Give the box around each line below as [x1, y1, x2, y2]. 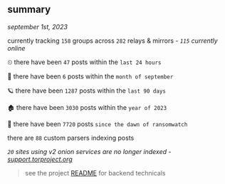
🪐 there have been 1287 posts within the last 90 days [7, 86, 166, 95]
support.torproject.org [7, 155, 73, 163]
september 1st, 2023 [7, 22, 68, 31]
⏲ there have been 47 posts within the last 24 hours [7, 58, 162, 66]
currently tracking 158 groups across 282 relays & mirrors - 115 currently [7, 36, 219, 45]
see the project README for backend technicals [24, 168, 166, 177]
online [7, 44, 26, 52]
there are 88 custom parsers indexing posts [7, 133, 135, 142]
